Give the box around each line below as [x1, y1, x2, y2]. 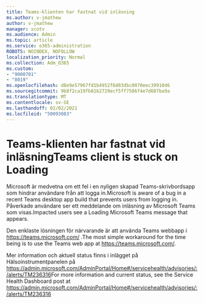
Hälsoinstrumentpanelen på [6, 258, 76, 265]
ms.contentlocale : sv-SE [6, 99, 69, 105]
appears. [6, 215, 29, 223]
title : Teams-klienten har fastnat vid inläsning [6, 9, 135, 15]
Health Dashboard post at [6, 277, 71, 285]
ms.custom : [6, 65, 34, 72]
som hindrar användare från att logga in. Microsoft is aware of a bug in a [6, 189, 186, 197]
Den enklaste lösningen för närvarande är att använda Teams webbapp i [6, 227, 188, 234]
